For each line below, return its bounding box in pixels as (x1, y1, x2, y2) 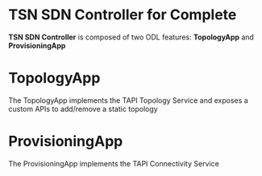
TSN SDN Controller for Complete (8, 6, 237, 24)
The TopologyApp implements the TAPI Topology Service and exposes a (8, 95, 248, 105)
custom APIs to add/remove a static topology (8, 104, 159, 113)
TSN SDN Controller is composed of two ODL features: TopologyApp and (8, 32, 254, 42)
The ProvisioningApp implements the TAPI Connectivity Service (8, 158, 219, 168)
